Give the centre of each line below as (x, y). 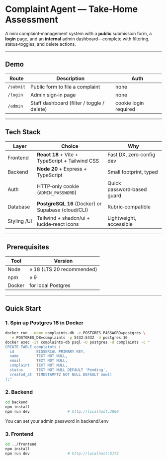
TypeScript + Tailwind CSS (68, 161)
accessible (120, 224)
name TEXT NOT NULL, (39, 356)
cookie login (129, 103)
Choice (70, 146)
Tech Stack (23, 132)
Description (71, 78)
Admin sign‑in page (53, 94)
